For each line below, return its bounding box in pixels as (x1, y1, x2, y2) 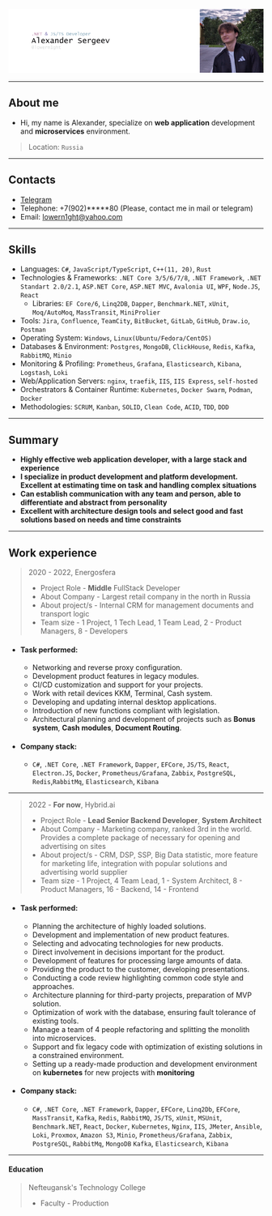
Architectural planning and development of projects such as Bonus (32, 715, 256, 724)
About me (8, 96, 59, 110)
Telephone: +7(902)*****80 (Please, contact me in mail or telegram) (19, 203, 253, 213)
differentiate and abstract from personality (19, 497, 168, 507)
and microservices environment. (19, 126, 131, 136)
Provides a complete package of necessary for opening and (40, 833, 240, 843)
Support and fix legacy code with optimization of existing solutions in (32, 1042, 263, 1052)
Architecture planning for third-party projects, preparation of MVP (32, 990, 253, 1000)
